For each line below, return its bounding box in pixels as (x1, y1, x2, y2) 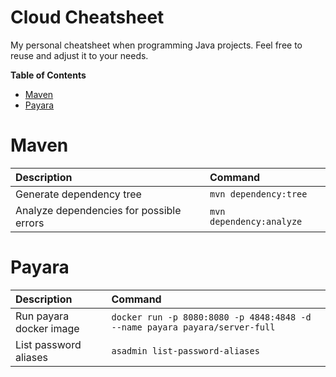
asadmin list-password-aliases (111, 345, 260, 356)
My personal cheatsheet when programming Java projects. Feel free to (10, 39, 303, 51)
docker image (15, 321, 80, 335)
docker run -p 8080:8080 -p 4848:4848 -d (111, 311, 312, 323)
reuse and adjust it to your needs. (10, 49, 149, 61)
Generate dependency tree (15, 187, 142, 201)
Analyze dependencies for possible (15, 203, 182, 217)
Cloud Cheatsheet (10, 6, 165, 29)
